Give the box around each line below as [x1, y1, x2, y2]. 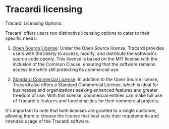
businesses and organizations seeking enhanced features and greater [12, 87, 158, 93]
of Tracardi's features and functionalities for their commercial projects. [12, 97, 160, 104]
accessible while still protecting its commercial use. [12, 67, 120, 73]
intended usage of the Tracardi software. [5, 118, 90, 124]
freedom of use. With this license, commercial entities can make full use [12, 92, 162, 98]
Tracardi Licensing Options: [5, 20, 63, 26]
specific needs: [5, 35, 37, 41]
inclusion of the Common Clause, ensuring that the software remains [12, 61, 156, 67]
